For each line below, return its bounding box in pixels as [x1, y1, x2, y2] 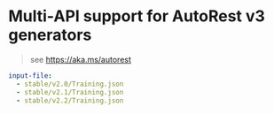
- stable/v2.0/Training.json [16, 80, 124, 88]
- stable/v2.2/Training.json [16, 95, 124, 105]
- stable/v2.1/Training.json [16, 87, 124, 96]
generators [8, 25, 92, 45]
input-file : [8, 71, 52, 80]
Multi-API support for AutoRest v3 [8, 6, 265, 27]
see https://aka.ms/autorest [29, 54, 132, 65]
